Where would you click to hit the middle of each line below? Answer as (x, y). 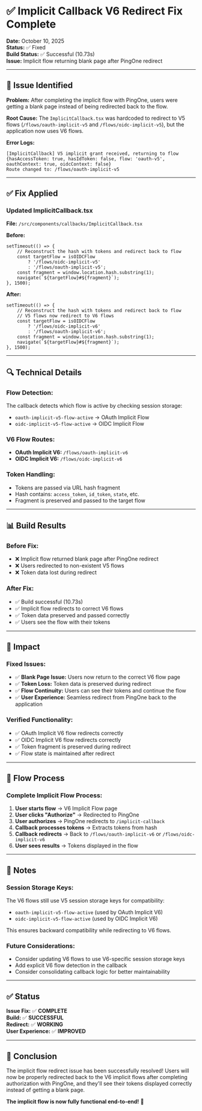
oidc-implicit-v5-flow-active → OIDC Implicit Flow (79, 424)
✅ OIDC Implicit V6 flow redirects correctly (68, 739)
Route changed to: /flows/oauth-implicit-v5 (63, 169)
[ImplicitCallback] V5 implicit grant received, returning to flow (93, 154)
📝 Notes (21, 870)
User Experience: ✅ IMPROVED (46, 1032)
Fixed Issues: (26, 664)
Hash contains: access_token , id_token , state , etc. (77, 494)
